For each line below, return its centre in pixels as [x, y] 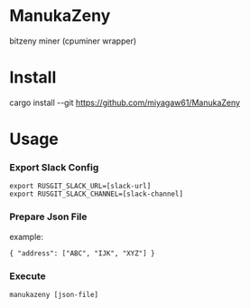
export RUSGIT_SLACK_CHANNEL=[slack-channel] [96, 194]
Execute [28, 275]
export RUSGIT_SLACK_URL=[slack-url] [80, 187]
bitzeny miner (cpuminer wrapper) [73, 41]
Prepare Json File [48, 217]
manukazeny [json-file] [54, 294]
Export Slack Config [54, 167]
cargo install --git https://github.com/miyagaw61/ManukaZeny [125, 102]
